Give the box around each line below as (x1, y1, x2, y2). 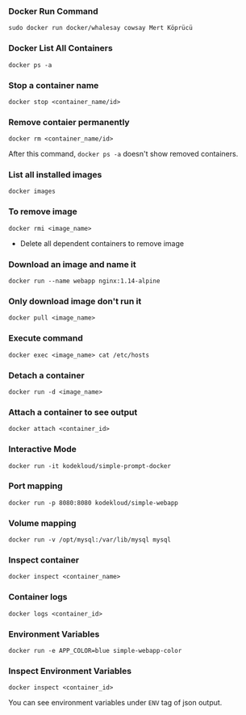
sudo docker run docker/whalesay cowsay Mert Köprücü (8, 24, 194, 32)
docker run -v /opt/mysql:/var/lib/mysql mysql (8, 536, 172, 544)
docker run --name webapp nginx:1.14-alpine (8, 277, 161, 286)
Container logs (8, 592, 68, 603)
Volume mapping (8, 517, 77, 529)
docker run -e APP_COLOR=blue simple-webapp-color (8, 647, 182, 655)
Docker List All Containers (8, 43, 113, 54)
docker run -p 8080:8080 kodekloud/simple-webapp (8, 499, 179, 507)
